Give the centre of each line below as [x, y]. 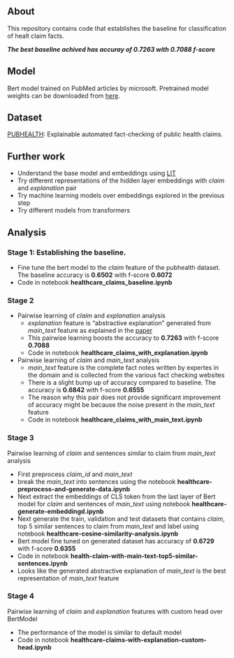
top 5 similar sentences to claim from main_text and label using [108, 526]
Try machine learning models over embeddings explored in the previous [121, 196]
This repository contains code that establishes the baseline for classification [117, 28]
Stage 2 [21, 300]
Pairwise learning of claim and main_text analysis [88, 360]
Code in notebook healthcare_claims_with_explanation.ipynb [118, 353]
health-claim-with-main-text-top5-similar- [134, 556]
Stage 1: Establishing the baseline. [67, 252]
